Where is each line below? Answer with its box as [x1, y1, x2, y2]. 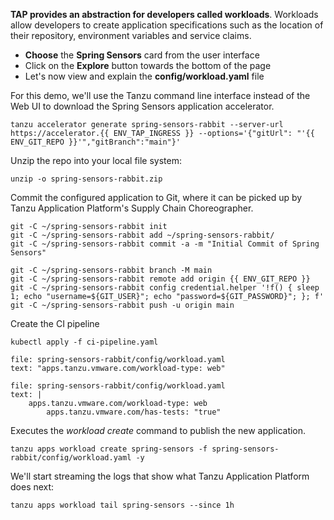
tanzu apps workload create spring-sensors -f [10, 444, 208, 454]
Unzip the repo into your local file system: [10, 155, 183, 166]
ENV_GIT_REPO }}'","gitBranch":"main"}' [10, 137, 182, 147]
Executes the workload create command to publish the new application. [10, 425, 307, 436]
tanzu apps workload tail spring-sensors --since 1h [10, 500, 235, 510]
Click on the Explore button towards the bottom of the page [24, 60, 272, 71]
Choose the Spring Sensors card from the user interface [24, 49, 260, 61]
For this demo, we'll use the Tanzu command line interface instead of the [10, 90, 311, 101]
